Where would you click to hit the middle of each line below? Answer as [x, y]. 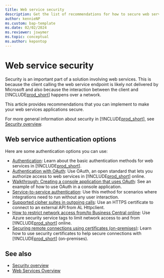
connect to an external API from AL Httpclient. [58, 207]
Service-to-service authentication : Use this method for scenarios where [84, 192]
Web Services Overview [36, 271]
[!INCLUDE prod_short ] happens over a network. [53, 95]
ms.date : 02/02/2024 [26, 28]
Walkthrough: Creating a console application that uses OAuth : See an [82, 181]
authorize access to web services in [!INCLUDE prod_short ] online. [79, 176]
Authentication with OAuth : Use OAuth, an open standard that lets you [82, 171]
